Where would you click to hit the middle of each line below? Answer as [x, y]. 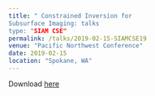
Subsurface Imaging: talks [54, 23]
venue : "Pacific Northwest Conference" [76, 46]
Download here [34, 83]
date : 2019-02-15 [38, 53]
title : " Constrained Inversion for [70, 16]
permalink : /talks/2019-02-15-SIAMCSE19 [78, 38]
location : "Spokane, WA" [50, 61]
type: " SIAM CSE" [38, 31]
